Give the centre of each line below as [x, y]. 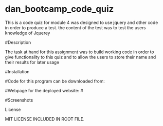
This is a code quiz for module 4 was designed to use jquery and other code [81, 22]
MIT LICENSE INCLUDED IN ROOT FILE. [45, 119]
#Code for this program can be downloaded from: [55, 81]
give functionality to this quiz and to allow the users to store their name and [81, 57]
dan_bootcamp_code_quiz [60, 9]
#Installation [18, 71]
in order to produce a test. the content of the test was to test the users [75, 27]
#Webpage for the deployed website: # [44, 90]
